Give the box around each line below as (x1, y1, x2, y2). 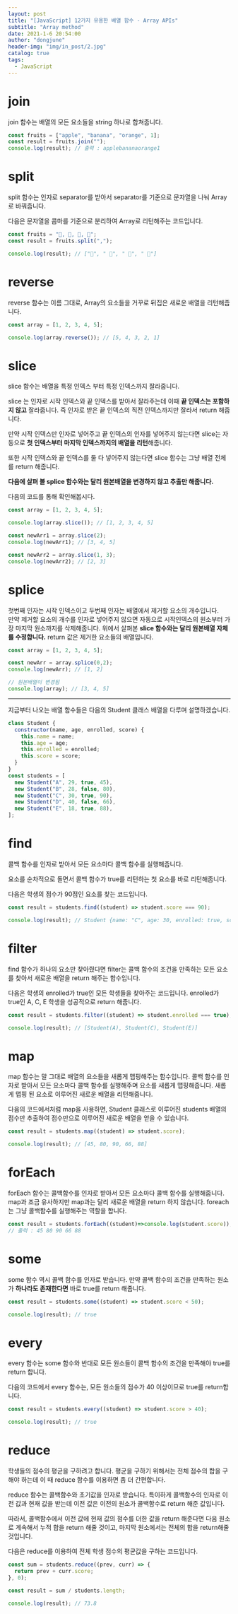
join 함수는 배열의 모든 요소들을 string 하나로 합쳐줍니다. (8, 117, 163, 126)
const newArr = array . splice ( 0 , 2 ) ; (8, 659, 113, 666)
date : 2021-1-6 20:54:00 (8, 30, 81, 37)
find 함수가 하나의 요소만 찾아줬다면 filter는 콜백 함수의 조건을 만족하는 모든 (8, 965, 215, 973)
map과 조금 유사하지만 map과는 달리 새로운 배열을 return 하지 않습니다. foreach (8, 1198, 230, 1206)
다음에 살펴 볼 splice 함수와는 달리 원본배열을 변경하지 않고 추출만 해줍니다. (8, 478, 214, 486)
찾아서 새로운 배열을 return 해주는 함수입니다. (15, 973, 141, 982)
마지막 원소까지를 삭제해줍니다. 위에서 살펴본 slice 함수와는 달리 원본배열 (15, 623, 215, 632)
